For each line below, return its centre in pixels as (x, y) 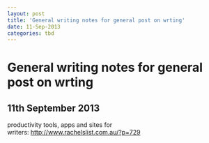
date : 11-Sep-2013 (34, 27)
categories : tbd (31, 33)
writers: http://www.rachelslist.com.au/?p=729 (74, 133)
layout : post (26, 14)
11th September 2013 (54, 108)
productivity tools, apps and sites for (60, 125)
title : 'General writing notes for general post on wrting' (96, 20)
